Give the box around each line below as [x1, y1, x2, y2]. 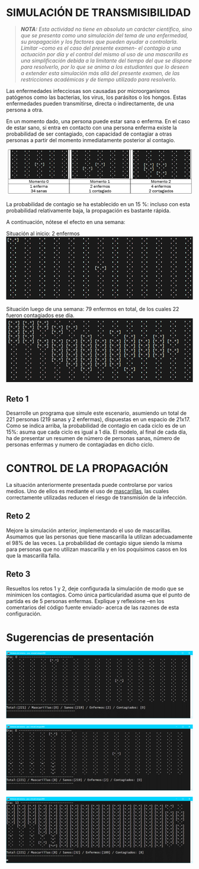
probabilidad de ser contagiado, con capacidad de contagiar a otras [6, 130, 172, 137]
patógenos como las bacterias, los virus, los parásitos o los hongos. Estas [6, 94, 187, 101]
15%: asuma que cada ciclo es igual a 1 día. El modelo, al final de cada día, [6, 428, 188, 435]
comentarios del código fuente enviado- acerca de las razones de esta [6, 604, 179, 611]
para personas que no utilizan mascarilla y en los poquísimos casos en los [6, 546, 188, 553]
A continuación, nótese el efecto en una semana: [6, 219, 126, 226]
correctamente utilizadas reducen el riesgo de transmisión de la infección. [6, 494, 188, 501]
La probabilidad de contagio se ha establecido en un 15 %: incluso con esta [6, 201, 191, 208]
